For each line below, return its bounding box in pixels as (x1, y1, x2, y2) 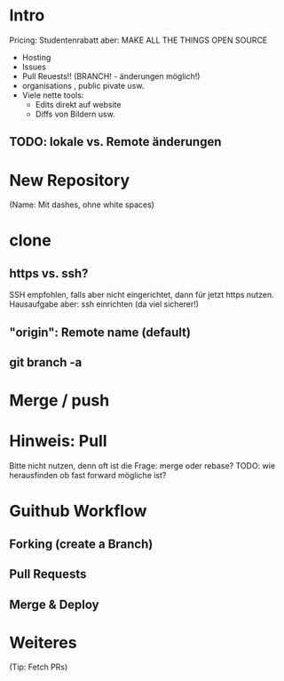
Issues (21, 61, 47, 72)
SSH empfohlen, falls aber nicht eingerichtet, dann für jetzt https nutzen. (9, 290, 274, 300)
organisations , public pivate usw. (21, 80, 145, 91)
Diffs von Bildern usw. (35, 108, 115, 119)
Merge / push (9, 390, 110, 411)
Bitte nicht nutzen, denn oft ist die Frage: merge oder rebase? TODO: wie (9, 461, 276, 471)
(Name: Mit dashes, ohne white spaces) (9, 199, 155, 210)
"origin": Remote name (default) (9, 324, 191, 340)
